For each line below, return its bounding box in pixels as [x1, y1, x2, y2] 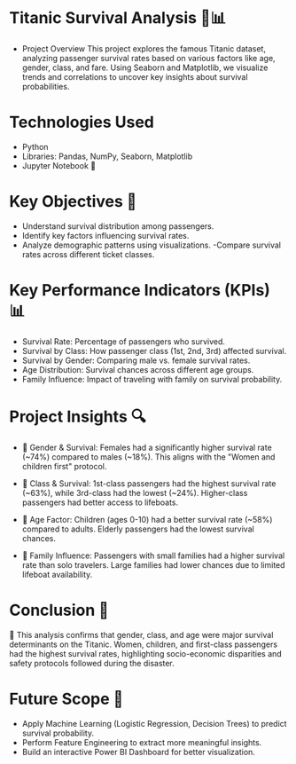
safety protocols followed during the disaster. [9, 658, 175, 668]
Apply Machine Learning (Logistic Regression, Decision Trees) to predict [21, 718, 287, 729]
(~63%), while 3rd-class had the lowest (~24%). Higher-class [21, 487, 248, 498]
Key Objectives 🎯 [9, 192, 137, 212]
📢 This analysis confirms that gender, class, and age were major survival [9, 629, 274, 640]
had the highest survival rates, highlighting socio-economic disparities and [9, 648, 282, 658]
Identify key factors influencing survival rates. [21, 230, 190, 240]
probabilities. [21, 81, 70, 91]
